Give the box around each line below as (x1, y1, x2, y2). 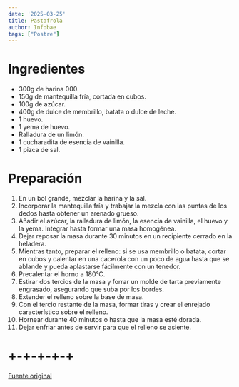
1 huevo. (18, 115, 44, 124)
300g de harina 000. (18, 85, 79, 94)
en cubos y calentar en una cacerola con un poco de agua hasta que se (18, 255, 230, 263)
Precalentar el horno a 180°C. (18, 270, 106, 278)
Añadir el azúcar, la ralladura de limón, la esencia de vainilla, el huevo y (18, 217, 228, 226)
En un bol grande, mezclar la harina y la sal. (18, 194, 147, 203)
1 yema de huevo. (18, 123, 71, 131)
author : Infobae (8, 24, 56, 31)
